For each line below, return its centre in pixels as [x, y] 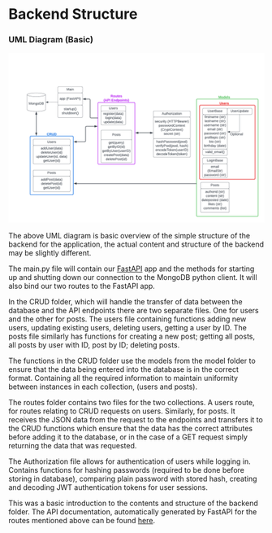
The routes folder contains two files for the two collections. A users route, [132, 403]
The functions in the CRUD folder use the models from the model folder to [132, 361]
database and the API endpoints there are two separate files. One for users [134, 311]
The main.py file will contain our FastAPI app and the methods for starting [132, 269]
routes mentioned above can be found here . [82, 521]
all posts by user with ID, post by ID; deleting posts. [94, 345]
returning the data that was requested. [73, 446]
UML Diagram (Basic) [51, 40]
